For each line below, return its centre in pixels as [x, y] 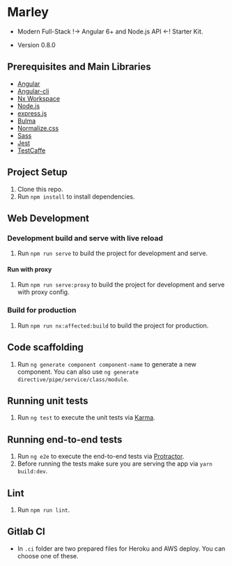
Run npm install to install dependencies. [76, 197]
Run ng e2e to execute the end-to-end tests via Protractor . [101, 457]
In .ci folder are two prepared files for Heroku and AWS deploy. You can [121, 549]
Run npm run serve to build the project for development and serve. [112, 253]
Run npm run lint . [44, 510]
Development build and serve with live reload [85, 238]
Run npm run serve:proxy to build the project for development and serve [121, 285]
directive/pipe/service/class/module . [73, 379]
